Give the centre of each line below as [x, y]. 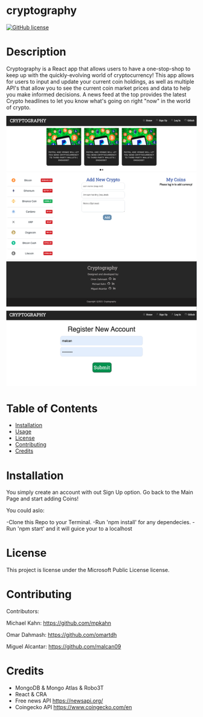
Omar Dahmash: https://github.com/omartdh [62, 635]
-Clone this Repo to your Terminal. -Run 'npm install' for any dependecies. [99, 522]
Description [36, 52]
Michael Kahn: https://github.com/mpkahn [59, 623]
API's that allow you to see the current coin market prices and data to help [98, 88]
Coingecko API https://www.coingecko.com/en [73, 707]
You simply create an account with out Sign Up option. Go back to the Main [100, 493]
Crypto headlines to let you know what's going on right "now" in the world [98, 101]
